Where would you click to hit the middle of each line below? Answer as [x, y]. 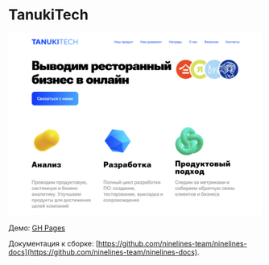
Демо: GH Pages [37, 228]
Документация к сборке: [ [54, 243]
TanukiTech [48, 15]
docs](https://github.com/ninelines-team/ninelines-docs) [103, 252]
